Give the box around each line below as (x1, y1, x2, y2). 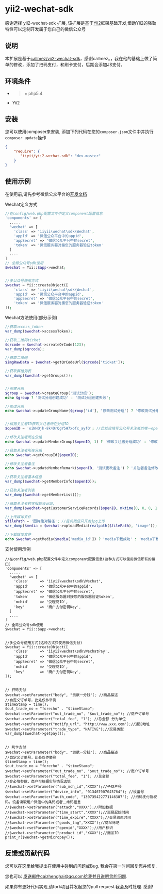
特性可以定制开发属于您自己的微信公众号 (5, 26, 86, 32)
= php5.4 (24, 90, 43, 96)
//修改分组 (5, 404, 24, 409)
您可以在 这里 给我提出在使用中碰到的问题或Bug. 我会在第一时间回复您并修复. (5, 863, 157, 869)
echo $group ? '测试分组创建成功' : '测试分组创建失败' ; (5, 395, 111, 400)
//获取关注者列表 (5, 488, 35, 493)
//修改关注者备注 (5, 461, 35, 466)
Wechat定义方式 (5, 201, 37, 207)
